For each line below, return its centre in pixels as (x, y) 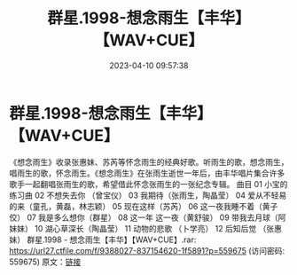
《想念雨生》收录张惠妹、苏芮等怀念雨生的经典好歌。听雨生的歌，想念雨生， (149, 161)
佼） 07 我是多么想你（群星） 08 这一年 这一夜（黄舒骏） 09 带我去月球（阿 (148, 217)
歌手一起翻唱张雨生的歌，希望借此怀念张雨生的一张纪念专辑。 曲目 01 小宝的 (148, 184)
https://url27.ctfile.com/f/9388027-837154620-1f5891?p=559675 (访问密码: (147, 250)
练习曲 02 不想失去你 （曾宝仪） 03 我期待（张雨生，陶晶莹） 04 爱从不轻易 (148, 195)
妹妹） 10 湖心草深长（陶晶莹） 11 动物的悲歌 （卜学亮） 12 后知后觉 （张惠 (145, 228)
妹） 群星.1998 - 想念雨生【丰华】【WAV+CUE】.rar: (103, 240)
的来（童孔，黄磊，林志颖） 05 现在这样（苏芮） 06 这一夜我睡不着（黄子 (144, 206)
